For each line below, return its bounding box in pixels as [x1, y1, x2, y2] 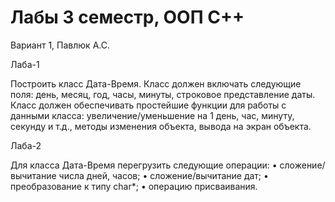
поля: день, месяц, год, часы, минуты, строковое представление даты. [10, 88, 316, 100]
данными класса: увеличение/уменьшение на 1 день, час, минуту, [10, 109, 295, 121]
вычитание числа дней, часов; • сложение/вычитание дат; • [10, 169, 269, 181]
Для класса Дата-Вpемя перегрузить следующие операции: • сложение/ [10, 159, 326, 171]
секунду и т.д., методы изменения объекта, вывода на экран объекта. [10, 120, 312, 132]
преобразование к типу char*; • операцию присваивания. [10, 180, 258, 192]
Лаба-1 [10, 58, 40, 70]
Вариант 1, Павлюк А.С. [10, 39, 110, 51]
